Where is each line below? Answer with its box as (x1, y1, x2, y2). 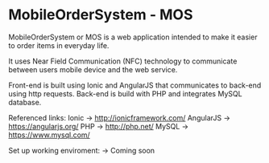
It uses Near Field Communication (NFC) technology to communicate (8, 56, 238, 66)
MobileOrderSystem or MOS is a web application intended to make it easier (8, 32, 258, 42)
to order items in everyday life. (8, 40, 110, 50)
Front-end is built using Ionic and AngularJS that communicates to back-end (8, 80, 262, 90)
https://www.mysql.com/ (8, 130, 90, 140)
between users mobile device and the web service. (8, 64, 178, 74)
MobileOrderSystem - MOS (8, 6, 193, 24)
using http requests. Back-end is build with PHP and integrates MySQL (8, 88, 243, 98)
